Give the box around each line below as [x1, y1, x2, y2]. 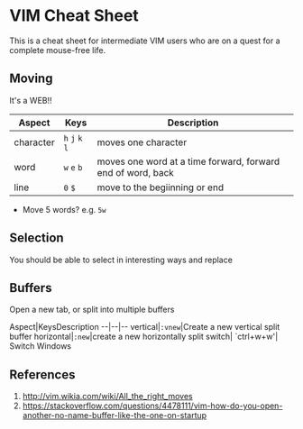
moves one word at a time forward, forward [96, 155, 280, 168]
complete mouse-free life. [9, 44, 106, 55]
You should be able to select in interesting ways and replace [9, 254, 233, 265]
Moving [9, 71, 53, 87]
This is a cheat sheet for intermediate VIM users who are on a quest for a [9, 35, 280, 46]
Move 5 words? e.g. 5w [22, 204, 106, 214]
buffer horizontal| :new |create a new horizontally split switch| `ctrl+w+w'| [9, 331, 279, 342]
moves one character [96, 136, 188, 149]
